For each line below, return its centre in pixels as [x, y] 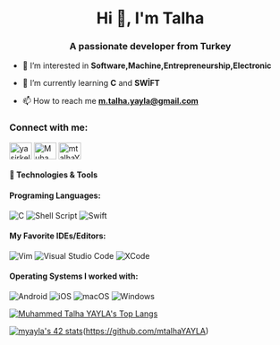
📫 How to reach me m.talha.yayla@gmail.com [110, 101]
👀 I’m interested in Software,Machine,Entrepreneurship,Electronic [147, 65]
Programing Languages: [55, 195]
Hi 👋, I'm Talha [150, 18]
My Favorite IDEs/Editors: [58, 236]
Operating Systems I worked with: [74, 276]
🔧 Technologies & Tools [54, 175]
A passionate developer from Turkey [150, 47]
